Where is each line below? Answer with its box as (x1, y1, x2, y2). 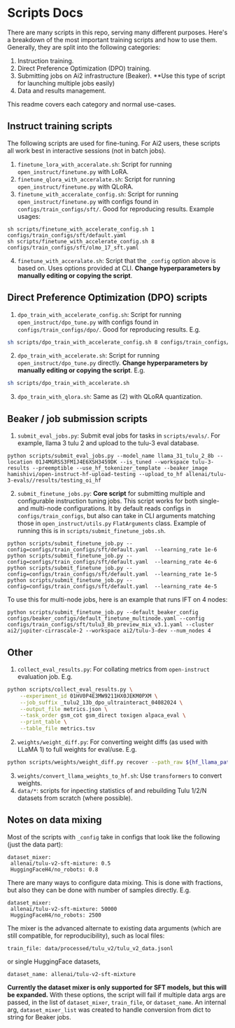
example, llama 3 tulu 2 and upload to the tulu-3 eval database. (17, 439, 199, 447)
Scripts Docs (7, 5, 84, 21)
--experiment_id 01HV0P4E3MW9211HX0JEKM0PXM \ (20, 692, 158, 699)
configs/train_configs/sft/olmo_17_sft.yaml (7, 244, 139, 251)
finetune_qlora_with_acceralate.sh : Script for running (17, 175, 176, 183)
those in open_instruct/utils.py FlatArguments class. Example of (17, 519, 206, 527)
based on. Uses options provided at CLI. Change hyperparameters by (17, 264, 221, 272)
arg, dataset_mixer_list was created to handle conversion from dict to (7, 1005, 211, 1014)
